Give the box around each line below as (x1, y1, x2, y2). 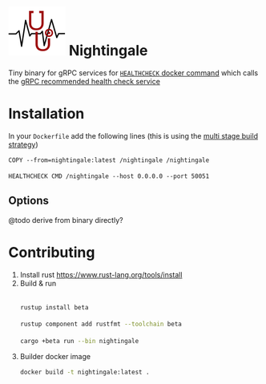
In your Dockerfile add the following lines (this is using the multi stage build (8, 131, 259, 140)
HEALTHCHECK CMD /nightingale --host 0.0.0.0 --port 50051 (8, 172, 210, 180)
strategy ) (8, 139, 38, 149)
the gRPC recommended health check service (8, 76, 160, 86)
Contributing (8, 243, 95, 261)
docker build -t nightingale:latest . (19, 368, 150, 376)
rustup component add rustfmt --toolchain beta (19, 320, 182, 329)
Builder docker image (19, 351, 91, 361)
